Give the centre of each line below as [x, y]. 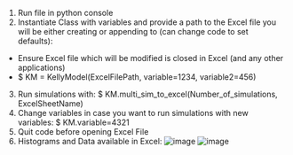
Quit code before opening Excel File [83, 132]
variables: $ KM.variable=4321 [74, 122]
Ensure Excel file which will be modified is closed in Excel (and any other [150, 58]
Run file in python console [65, 13]
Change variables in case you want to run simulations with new [133, 113]
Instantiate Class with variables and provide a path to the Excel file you [147, 22]
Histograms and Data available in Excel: [90, 141]
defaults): [35, 41]
